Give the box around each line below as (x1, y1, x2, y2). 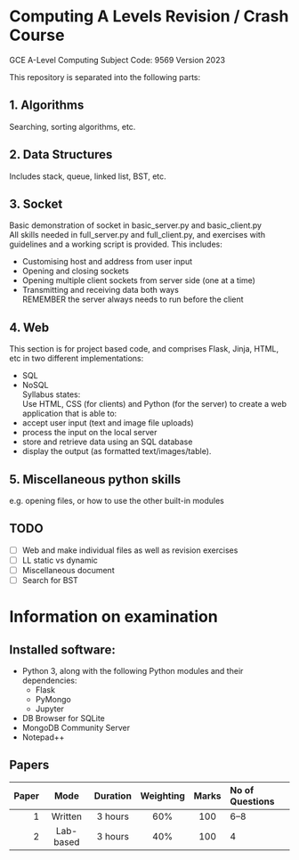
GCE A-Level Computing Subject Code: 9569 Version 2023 (9, 54, 225, 65)
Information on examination (9, 607, 218, 627)
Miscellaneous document (21, 564, 115, 575)
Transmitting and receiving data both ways (21, 285, 180, 296)
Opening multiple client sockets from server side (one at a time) (21, 275, 256, 286)
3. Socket (9, 196, 63, 211)
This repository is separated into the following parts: (9, 71, 201, 82)
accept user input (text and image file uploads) (21, 418, 194, 428)
